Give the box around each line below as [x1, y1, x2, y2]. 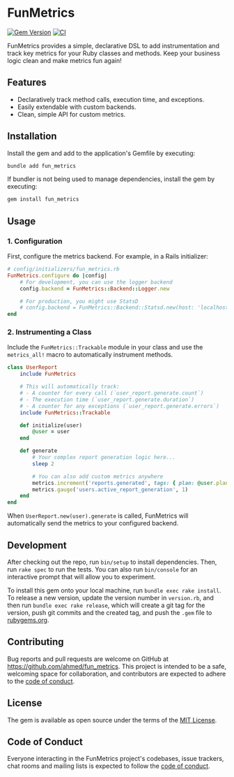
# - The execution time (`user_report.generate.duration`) [19, 396, 195, 403]
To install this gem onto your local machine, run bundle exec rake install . [7, 586, 221, 595]
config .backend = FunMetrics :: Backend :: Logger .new [19, 285, 170, 292]
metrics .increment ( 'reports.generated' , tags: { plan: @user [32, 479, 214, 486]
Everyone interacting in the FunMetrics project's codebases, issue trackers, [7, 755, 224, 763]
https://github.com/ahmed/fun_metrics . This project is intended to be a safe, [7, 662, 226, 670]
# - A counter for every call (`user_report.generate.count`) [19, 390, 204, 397]
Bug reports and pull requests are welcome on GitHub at [7, 655, 169, 663]
